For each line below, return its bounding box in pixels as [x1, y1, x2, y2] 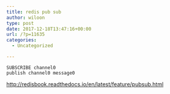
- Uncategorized [12, 43, 53, 49]
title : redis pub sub [6, 8, 62, 15]
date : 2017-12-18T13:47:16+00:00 [6, 25, 92, 32]
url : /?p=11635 [6, 32, 45, 38]
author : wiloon [6, 15, 45, 21]
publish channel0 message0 [6, 70, 75, 76]
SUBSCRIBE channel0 [6, 64, 56, 70]
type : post [6, 20, 34, 26]
